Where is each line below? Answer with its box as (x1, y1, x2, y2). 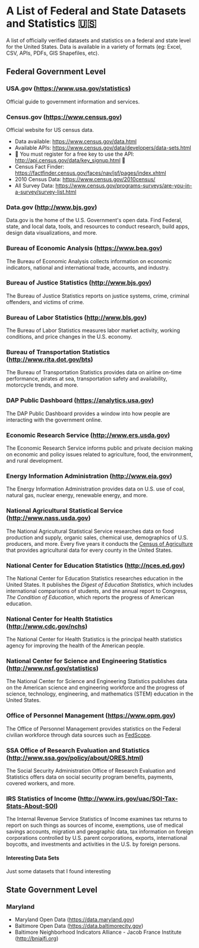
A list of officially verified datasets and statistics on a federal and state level (6, 37, 191, 44)
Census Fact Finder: (14, 163, 64, 170)
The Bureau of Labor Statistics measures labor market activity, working (6, 327, 180, 334)
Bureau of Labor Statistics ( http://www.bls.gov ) (6, 313, 147, 321)
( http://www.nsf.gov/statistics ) (6, 664, 99, 672)
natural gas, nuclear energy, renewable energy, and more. (6, 492, 148, 499)
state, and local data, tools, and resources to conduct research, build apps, (6, 223, 189, 230)
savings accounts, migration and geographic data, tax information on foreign (6, 828, 194, 835)
